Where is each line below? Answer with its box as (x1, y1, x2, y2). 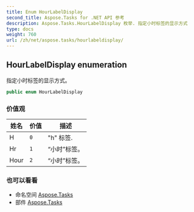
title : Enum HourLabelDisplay (6, 9, 83, 15)
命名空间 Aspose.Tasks (15, 191, 74, 199)
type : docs (6, 26, 34, 32)
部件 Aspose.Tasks (15, 199, 63, 206)
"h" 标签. (47, 133, 73, 142)
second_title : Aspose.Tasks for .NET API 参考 (6, 15, 125, 21)
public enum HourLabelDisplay (6, 89, 83, 95)
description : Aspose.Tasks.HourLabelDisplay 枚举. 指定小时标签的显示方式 (6, 20, 188, 26)
